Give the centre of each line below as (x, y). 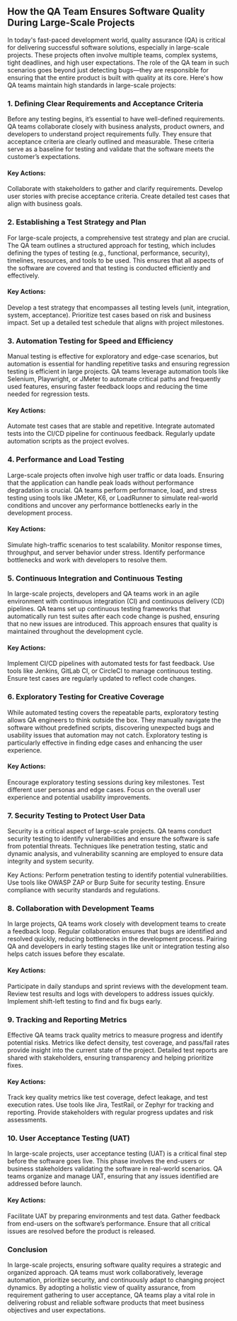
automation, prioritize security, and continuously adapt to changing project (116, 1280)
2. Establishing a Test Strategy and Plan (77, 222)
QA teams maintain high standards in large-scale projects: (92, 85)
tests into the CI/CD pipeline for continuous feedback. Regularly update (111, 434)
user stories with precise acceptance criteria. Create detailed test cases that (118, 196)
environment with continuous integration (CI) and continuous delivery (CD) (116, 601)
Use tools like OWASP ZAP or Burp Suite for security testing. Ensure (106, 882)
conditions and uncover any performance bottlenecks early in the (103, 505)
